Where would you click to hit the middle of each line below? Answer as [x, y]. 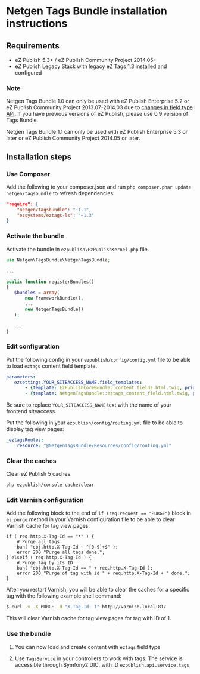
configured [28, 73]
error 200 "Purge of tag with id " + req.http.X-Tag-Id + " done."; [104, 573]
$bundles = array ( [37, 293]
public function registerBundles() [50, 282]
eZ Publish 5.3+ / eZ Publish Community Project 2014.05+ [86, 60]
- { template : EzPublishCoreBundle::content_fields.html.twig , [104, 388]
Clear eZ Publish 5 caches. [39, 474]
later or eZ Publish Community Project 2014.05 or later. [74, 138]
